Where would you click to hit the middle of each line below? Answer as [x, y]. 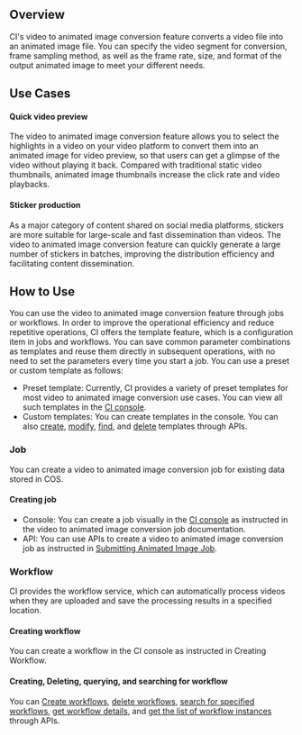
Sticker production [45, 205]
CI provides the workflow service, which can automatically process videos [147, 591]
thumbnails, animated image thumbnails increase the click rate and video [145, 175]
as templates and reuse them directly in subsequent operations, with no [142, 351]
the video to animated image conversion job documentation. [134, 529]
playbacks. [30, 185]
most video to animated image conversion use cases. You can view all [152, 398]
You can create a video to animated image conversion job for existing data [147, 469]
